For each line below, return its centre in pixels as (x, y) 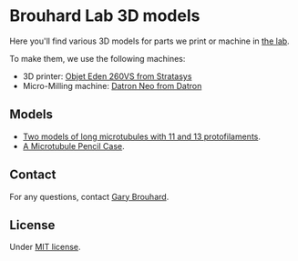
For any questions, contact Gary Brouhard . (89, 196)
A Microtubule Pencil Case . (73, 146)
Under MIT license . (45, 247)
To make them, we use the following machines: (98, 58)
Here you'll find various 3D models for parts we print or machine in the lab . (149, 41)
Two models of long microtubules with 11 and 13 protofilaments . (142, 136)
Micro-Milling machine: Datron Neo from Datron (112, 85)
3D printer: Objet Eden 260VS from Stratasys (107, 76)
